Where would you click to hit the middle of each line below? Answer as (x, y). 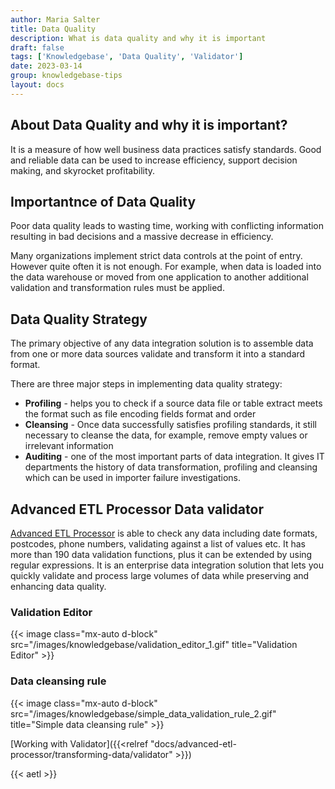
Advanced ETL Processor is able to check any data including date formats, (164, 533)
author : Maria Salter (55, 19)
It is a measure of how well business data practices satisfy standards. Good (166, 149)
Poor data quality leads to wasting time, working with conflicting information (167, 226)
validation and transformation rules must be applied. (117, 288)
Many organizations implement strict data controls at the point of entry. (156, 256)
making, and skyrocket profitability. (83, 170)
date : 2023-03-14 (46, 66)
